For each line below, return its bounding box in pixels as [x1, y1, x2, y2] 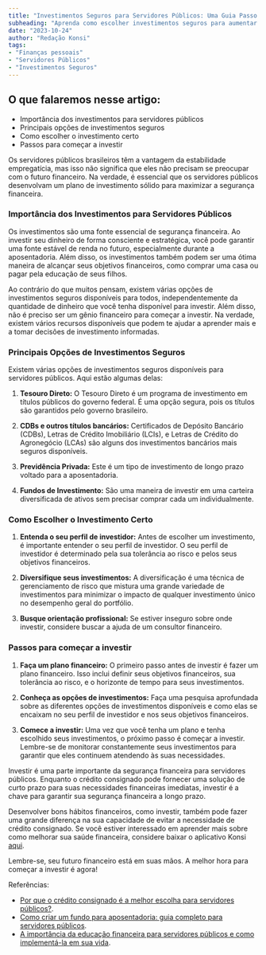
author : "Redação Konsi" [8, 33, 91, 42]
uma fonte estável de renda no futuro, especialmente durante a [8, 244, 214, 253]
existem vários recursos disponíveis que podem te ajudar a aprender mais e [8, 318, 256, 327]
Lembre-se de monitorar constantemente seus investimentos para [19, 742, 237, 751]
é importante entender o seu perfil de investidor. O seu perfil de [19, 541, 229, 550]
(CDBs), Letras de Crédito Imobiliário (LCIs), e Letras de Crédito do [19, 429, 239, 439]
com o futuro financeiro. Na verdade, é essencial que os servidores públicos [8, 172, 259, 182]
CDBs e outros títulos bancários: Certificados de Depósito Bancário [19, 421, 244, 431]
